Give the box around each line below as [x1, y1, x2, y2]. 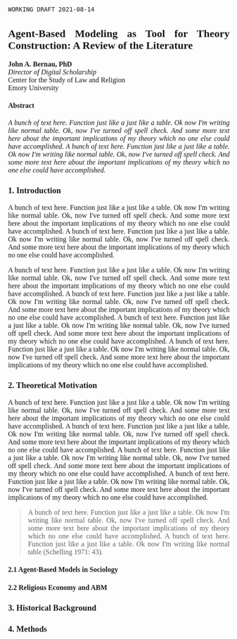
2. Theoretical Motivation [8, 380, 98, 391]
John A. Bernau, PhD [8, 60, 72, 68]
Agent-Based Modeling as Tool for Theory [8, 27, 230, 39]
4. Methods [8, 624, 48, 634]
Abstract [8, 101, 34, 110]
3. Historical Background [8, 602, 97, 613]
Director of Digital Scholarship [8, 68, 97, 76]
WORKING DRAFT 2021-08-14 [8, 6, 95, 13]
